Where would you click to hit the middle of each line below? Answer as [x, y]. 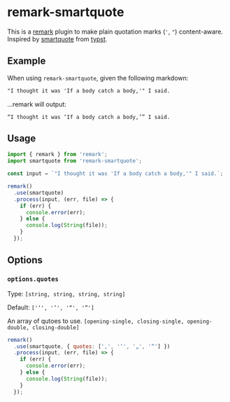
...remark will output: [37, 104]
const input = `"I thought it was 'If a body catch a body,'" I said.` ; [115, 174]
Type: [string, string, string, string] [66, 293]
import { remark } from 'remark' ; [58, 155]
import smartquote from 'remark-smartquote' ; [74, 161]
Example [27, 61]
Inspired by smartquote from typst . [57, 39]
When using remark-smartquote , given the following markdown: [98, 78]
